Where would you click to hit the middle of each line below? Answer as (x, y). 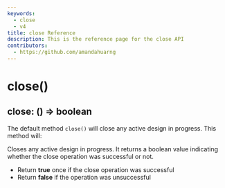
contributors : (28, 46)
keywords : (21, 13)
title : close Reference (42, 33)
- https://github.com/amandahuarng (65, 53)
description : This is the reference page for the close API (96, 39)
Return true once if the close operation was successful (96, 169)
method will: (25, 135)
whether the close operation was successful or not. (81, 156)
